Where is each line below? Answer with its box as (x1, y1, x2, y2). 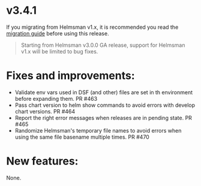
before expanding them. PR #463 (14, 95, 98, 102)
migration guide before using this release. (6, 29, 109, 37)
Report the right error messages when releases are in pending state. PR (14, 114, 192, 121)
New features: (6, 154, 79, 168)
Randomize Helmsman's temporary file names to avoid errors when (14, 127, 182, 134)
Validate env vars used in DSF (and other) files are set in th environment (14, 88, 193, 96)
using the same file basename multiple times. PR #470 (14, 133, 150, 140)
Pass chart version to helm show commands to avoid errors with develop (14, 101, 196, 109)
